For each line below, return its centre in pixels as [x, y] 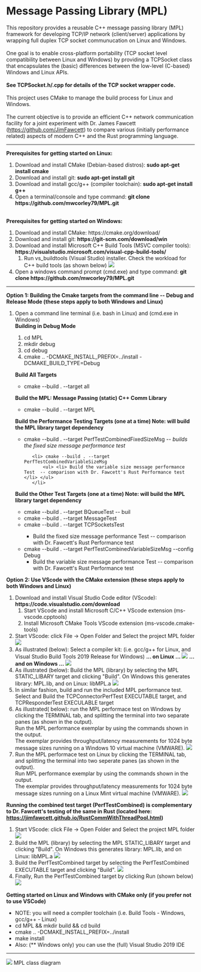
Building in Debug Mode [45, 326]
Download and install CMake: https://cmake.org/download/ [87, 233]
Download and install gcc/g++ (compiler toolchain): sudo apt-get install [104, 183]
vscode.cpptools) [45, 616]
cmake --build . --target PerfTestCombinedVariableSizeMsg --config [109, 549]
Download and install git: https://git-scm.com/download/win [91, 239]
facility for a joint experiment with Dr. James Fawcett [71, 123]
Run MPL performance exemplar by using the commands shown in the [101, 773]
